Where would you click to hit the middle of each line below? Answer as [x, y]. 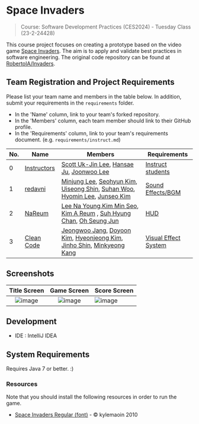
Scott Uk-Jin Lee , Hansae [98, 164]
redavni [35, 189]
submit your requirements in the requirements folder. [70, 103]
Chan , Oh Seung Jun [90, 220]
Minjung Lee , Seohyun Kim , [99, 181]
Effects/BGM [163, 192]
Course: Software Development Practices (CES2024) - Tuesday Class [106, 27]
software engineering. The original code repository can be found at [88, 57]
